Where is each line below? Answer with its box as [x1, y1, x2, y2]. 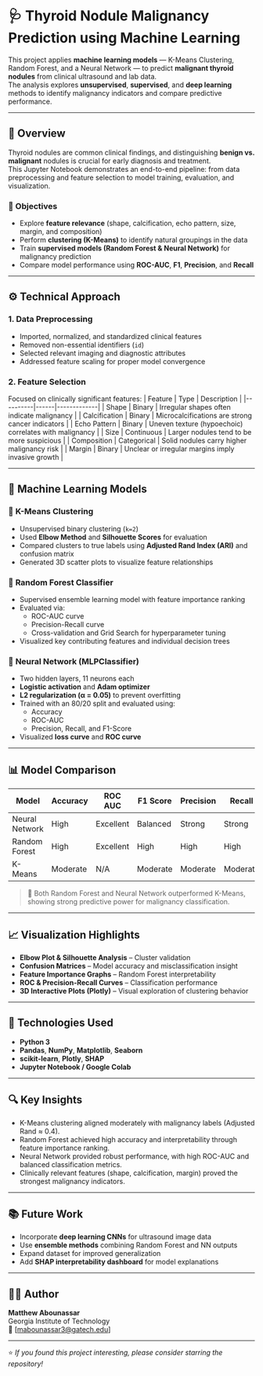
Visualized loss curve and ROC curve [19, 732, 142, 742]
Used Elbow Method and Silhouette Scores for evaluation [19, 532, 207, 542]
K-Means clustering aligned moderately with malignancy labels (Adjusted [19, 1118, 255, 1127]
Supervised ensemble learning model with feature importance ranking [19, 595, 246, 604]
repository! [8, 1360, 44, 1369]
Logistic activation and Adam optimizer [19, 682, 150, 692]
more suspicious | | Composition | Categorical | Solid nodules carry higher [8, 436, 247, 445]
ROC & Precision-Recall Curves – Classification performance [19, 977, 218, 987]
